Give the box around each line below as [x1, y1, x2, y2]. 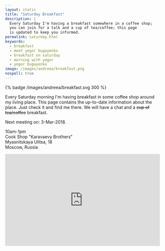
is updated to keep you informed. [9, 30, 80, 35]
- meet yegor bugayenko [9, 48, 58, 53]
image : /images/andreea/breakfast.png [5, 67, 84, 72]
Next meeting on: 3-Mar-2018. [5, 119, 66, 125]
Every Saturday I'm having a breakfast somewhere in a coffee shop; [9, 21, 153, 26]
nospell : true [5, 71, 34, 76]
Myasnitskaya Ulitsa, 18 [5, 139, 53, 145]
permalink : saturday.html [5, 35, 58, 40]
